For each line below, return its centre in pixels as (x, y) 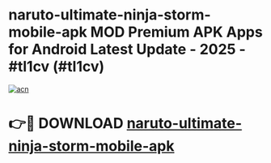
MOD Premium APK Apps (176, 32)
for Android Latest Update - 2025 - (127, 49)
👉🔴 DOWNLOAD (66, 124)
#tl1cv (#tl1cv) (57, 67)
